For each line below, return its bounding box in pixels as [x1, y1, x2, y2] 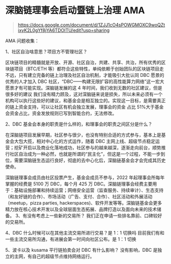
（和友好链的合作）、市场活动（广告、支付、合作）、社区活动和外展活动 [5, 193, 153, 199]
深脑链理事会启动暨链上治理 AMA [5, 5, 145, 16]
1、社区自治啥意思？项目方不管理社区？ [5, 48, 88, 54]
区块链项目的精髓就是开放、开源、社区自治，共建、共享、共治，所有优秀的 [5, 59, 161, 65]
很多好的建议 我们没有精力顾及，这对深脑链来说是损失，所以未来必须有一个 [5, 91, 163, 97]
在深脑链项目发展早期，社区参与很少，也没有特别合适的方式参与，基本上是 [5, 132, 161, 138]
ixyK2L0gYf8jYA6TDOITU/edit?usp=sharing [17, 27, 110, 33]
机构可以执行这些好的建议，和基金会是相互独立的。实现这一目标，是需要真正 [5, 97, 166, 103]
